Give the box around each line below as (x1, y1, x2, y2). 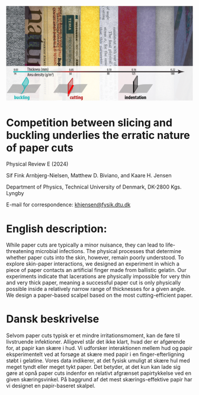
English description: (6, 222, 108, 235)
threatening (6, 248, 34, 255)
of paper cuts (6, 141, 74, 154)
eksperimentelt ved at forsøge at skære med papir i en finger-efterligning (6, 351, 185, 358)
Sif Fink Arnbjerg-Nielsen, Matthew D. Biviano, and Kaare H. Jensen (6, 172, 172, 179)
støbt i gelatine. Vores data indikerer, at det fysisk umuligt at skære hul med (6, 357, 190, 364)
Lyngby (6, 190, 24, 197)
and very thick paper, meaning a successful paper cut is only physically (6, 279, 181, 286)
